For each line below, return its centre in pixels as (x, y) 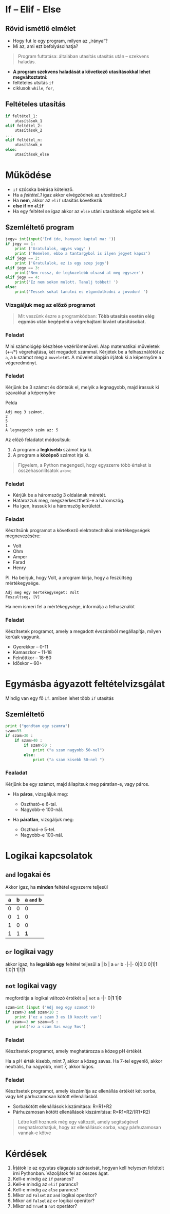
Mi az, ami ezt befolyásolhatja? (45, 46)
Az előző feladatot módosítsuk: (38, 439)
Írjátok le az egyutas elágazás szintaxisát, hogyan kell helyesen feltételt (88, 1168)
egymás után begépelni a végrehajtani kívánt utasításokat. (82, 322)
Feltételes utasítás (35, 104)
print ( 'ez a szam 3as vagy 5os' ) (50, 1027)
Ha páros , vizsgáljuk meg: (40, 794)
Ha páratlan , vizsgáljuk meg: (43, 819)
